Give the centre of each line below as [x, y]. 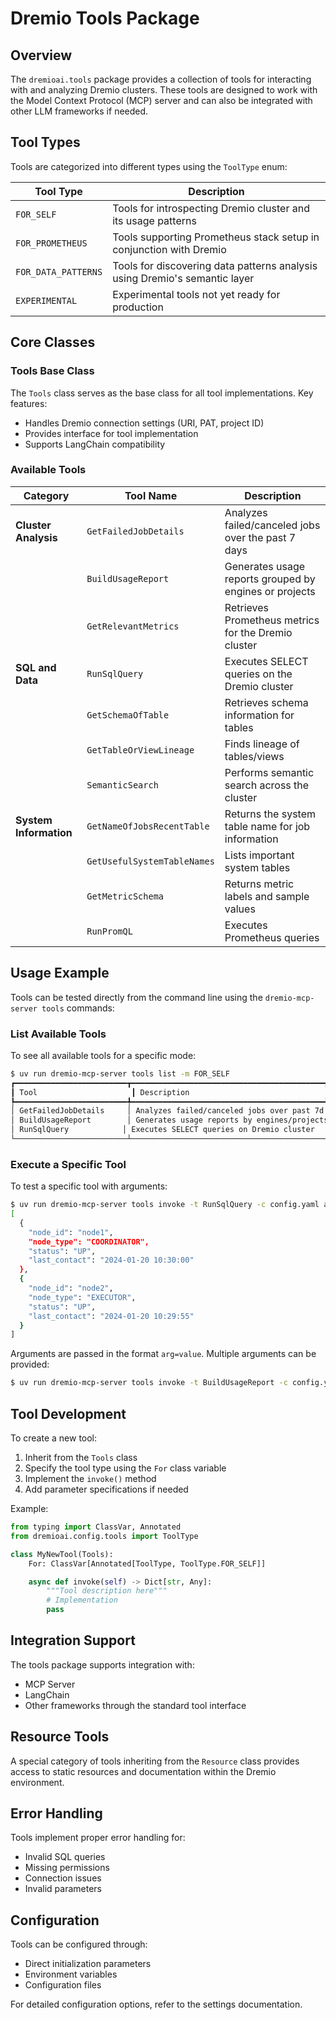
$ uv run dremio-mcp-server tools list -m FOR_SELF [120, 1073]
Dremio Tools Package [105, 18]
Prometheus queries [272, 937]
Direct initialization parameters [88, 1964]
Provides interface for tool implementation [111, 433]
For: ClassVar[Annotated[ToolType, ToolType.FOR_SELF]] [147, 1563]
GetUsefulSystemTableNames [150, 861]
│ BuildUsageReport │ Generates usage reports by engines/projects [169, 1120]
